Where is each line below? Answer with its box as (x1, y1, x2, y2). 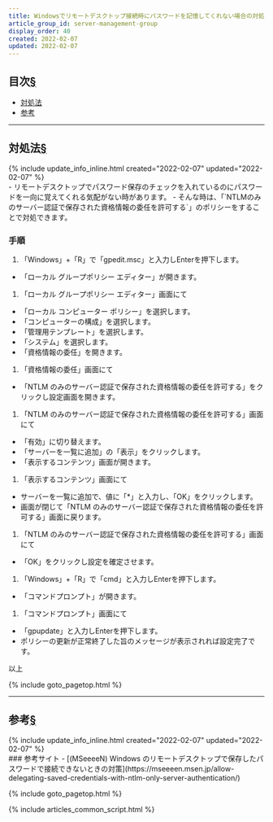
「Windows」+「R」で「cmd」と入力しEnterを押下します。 (19, 575, 221, 584)
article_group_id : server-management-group (8, 20, 158, 28)
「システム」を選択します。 (19, 337, 112, 347)
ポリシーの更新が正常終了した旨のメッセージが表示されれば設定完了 (19, 636, 249, 646)
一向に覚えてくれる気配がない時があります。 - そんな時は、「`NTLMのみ (22, 192, 262, 202)
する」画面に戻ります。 (27, 512, 106, 522)
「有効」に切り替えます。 (19, 437, 106, 447)
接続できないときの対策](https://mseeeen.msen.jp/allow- (43, 763, 235, 773)
